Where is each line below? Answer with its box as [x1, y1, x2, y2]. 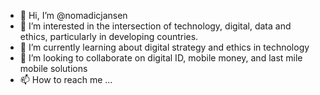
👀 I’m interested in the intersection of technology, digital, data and [19, 20, 292, 32]
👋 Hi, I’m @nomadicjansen [19, 10, 128, 21]
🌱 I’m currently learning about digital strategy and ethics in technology [19, 41, 310, 53]
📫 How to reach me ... [19, 74, 113, 85]
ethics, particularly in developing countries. [19, 31, 199, 42]
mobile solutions [19, 63, 88, 74]
